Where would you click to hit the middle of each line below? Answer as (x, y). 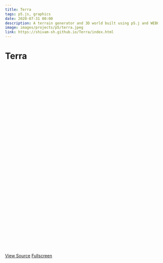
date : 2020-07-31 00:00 (29, 18)
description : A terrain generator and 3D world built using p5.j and (77, 23)
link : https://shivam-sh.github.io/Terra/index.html (59, 32)
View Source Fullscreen (29, 256)
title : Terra (18, 9)
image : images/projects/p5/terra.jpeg (44, 28)
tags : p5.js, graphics (28, 14)
